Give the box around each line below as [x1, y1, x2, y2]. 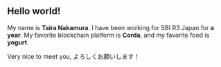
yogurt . [7, 38, 29, 46]
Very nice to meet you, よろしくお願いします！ [7, 52, 141, 60]
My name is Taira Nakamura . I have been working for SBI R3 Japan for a [7, 23, 215, 31]
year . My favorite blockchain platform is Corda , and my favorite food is [7, 31, 210, 39]
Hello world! [7, 5, 61, 17]
